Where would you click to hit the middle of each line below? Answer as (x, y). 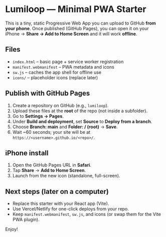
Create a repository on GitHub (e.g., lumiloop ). (60, 105)
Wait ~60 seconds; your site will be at (51, 132)
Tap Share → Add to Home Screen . (49, 170)
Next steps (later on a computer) (57, 191)
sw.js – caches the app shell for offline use (57, 72)
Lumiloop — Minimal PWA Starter (76, 9)
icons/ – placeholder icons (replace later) (55, 77)
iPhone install (27, 153)
